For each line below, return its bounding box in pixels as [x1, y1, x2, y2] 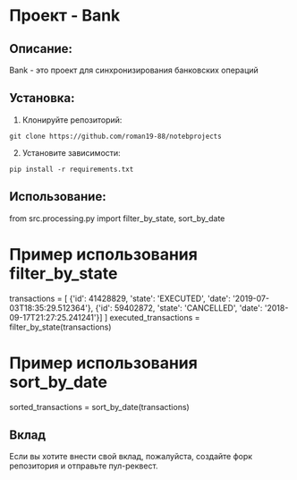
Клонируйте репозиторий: [21, 114, 123, 125]
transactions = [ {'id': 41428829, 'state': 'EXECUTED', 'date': [9, 293, 231, 304]
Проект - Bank [9, 5, 121, 26]
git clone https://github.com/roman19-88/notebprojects [9, 132, 222, 141]
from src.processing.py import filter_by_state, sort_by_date [9, 212, 225, 224]
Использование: [9, 189, 106, 204]
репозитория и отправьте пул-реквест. [9, 460, 158, 471]
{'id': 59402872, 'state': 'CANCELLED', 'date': [95, 302, 263, 313]
